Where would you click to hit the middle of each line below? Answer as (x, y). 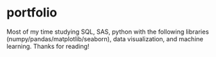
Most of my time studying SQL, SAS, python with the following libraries (108, 32)
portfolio (32, 13)
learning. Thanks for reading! (48, 46)
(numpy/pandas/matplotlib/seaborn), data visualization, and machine (105, 38)
